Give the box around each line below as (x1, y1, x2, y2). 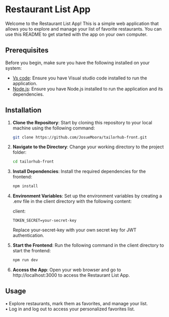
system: (5, 65, 22, 71)
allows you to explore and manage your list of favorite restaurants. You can (5, 25, 162, 32)
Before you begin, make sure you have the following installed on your (5, 60, 150, 66)
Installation (5, 106, 42, 115)
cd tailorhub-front (12, 159, 54, 164)
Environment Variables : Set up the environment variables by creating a (12, 193, 162, 199)
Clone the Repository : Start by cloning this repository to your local (12, 119, 152, 125)
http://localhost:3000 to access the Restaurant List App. (12, 272, 130, 278)
